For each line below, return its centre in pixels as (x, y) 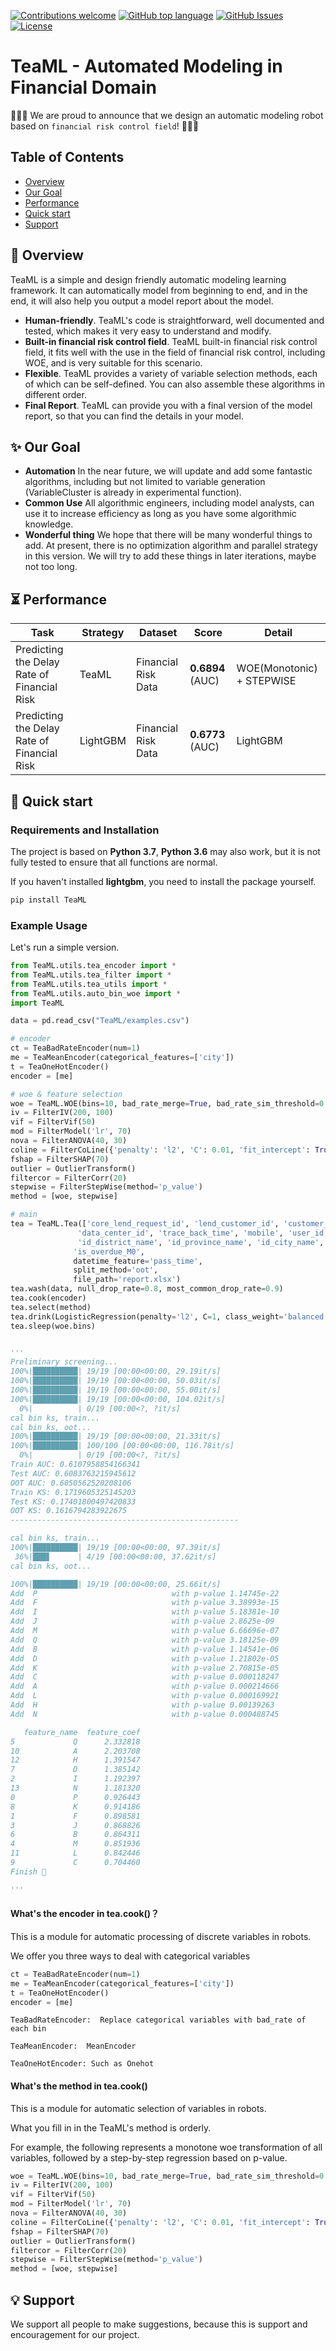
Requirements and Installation (85, 830)
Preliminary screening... (64, 1362)
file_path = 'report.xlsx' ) (127, 1280)
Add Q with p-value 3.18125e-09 (145, 1640)
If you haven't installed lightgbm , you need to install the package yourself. (163, 881)
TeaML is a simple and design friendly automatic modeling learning (148, 279)
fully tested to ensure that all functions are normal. (114, 862)
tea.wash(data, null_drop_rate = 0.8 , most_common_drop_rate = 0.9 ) (147, 1289)
